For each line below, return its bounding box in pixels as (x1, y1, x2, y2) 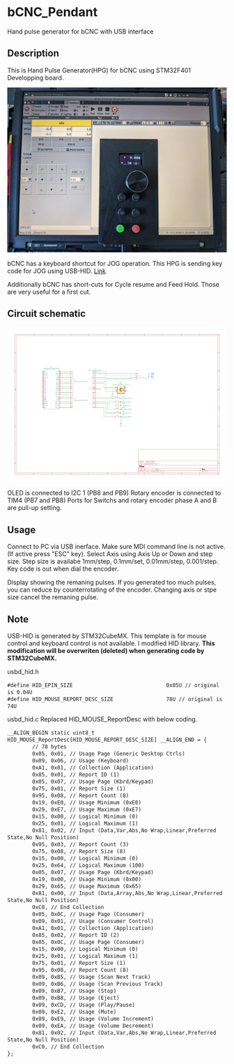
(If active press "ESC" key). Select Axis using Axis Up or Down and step (7, 550, 213, 558)
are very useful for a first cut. (7, 287, 91, 296)
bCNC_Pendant (7, 4, 98, 20)
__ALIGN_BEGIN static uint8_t (7, 730, 95, 737)
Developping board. (7, 73, 64, 82)
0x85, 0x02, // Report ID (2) (32, 932, 120, 939)
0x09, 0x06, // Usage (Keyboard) (32, 758, 130, 765)
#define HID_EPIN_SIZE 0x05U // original (7, 682, 219, 689)
